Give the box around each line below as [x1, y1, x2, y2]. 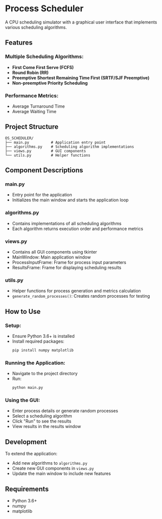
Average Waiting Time [12, 108, 57, 114]
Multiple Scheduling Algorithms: [5, 53, 84, 60]
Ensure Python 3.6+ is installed [12, 333, 75, 339]
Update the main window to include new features [12, 471, 111, 476]
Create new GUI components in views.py [12, 466, 94, 472]
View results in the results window [12, 424, 81, 429]
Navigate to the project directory [12, 371, 78, 377]
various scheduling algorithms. [5, 24, 67, 30]
